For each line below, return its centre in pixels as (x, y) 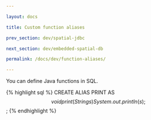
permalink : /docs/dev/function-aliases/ (56, 59)
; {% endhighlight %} (31, 111)
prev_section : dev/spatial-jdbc (45, 38)
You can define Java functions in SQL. (52, 81)
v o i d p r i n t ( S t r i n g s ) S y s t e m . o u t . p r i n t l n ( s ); (98, 102)
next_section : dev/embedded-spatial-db (55, 49)
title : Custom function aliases (45, 27)
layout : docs (22, 16)
